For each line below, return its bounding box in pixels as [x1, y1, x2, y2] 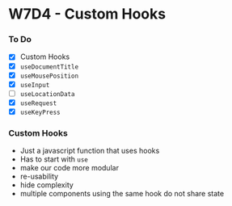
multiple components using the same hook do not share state [19, 189, 225, 199]
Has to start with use [19, 154, 89, 164]
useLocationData [19, 90, 75, 98]
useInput [19, 81, 50, 89]
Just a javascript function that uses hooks [19, 146, 160, 156]
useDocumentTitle [19, 62, 79, 71]
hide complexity [19, 180, 74, 190]
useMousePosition [19, 72, 79, 80]
